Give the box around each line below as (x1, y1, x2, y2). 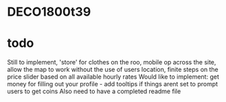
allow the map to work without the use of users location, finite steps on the (7, 66, 218, 74)
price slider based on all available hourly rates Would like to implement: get (7, 73, 220, 81)
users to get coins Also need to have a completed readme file (7, 87, 181, 96)
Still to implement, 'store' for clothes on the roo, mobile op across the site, (7, 58, 216, 66)
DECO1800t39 (7, 4, 91, 20)
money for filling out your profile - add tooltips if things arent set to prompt (7, 80, 218, 88)
